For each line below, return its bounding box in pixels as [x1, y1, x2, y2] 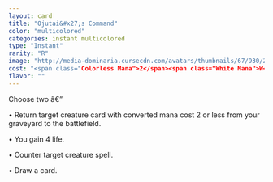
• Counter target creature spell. [8, 150, 114, 159]
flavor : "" [8, 72, 45, 80]
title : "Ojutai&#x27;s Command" [8, 19, 118, 28]
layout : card [8, 11, 53, 20]
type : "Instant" [8, 42, 63, 50]
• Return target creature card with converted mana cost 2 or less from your [8, 110, 260, 120]
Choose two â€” [8, 94, 63, 104]
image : [8, 57, 31, 66]
